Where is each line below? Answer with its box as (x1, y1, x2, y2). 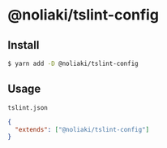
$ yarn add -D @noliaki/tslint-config (7, 59, 139, 67)
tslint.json (7, 103, 48, 111)
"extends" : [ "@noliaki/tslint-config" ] (15, 125, 150, 133)
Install (7, 38, 40, 52)
